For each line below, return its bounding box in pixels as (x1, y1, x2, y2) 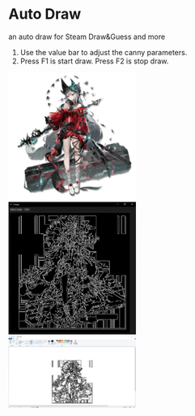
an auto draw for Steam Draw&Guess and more (8, 32, 166, 41)
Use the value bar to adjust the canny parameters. (19, 47, 188, 57)
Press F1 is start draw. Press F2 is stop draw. (19, 56, 169, 66)
